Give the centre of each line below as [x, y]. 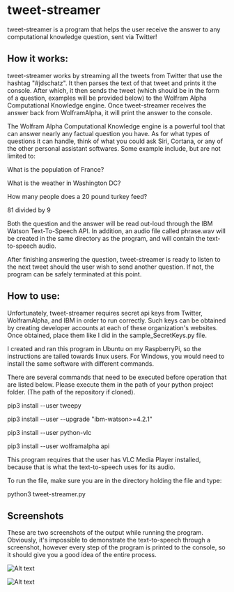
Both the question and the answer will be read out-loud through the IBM [110, 223]
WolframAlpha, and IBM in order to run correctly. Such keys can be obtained [117, 320]
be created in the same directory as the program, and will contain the [106, 238]
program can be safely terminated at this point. [75, 274]
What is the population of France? [56, 169]
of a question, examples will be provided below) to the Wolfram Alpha [107, 98]
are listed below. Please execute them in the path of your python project [110, 384]
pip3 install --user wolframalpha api [58, 446]
